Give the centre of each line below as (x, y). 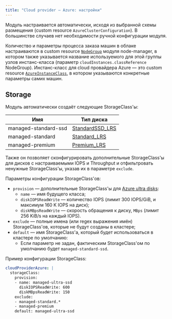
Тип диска (94, 120)
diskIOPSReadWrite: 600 (44, 287)
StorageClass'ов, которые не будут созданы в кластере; (74, 227)
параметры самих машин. (34, 78)
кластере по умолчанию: (40, 238)
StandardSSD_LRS (94, 128)
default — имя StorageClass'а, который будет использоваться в (83, 233)
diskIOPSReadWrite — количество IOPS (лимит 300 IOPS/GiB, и (88, 200)
